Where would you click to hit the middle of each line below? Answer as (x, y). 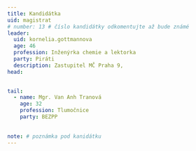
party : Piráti (34, 59)
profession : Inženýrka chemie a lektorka (75, 53)
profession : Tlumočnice (55, 111)
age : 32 (31, 104)
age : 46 (25, 46)
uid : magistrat (29, 20)
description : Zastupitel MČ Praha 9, (69, 65)
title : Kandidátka (34, 14)
